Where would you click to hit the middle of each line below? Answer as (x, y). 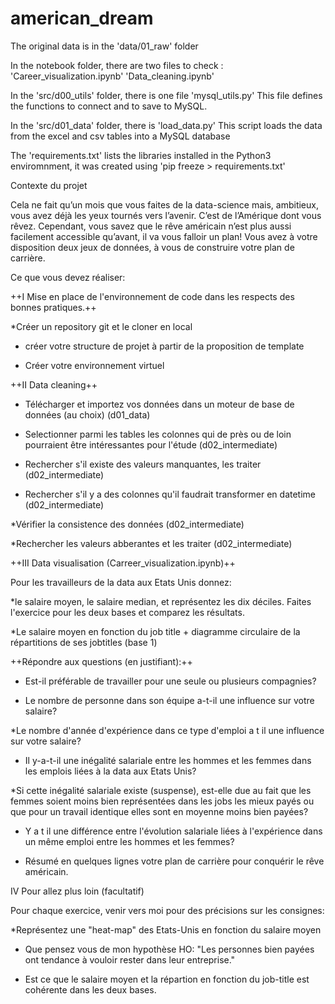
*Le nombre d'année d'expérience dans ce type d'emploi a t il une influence (167, 730)
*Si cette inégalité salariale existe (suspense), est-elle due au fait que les (161, 790)
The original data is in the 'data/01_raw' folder (104, 46)
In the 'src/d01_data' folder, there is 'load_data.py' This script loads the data (166, 125)
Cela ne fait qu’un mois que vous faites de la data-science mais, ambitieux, (164, 204)
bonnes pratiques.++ (53, 307)
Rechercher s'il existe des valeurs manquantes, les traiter (143, 464)
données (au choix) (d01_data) (87, 414)
